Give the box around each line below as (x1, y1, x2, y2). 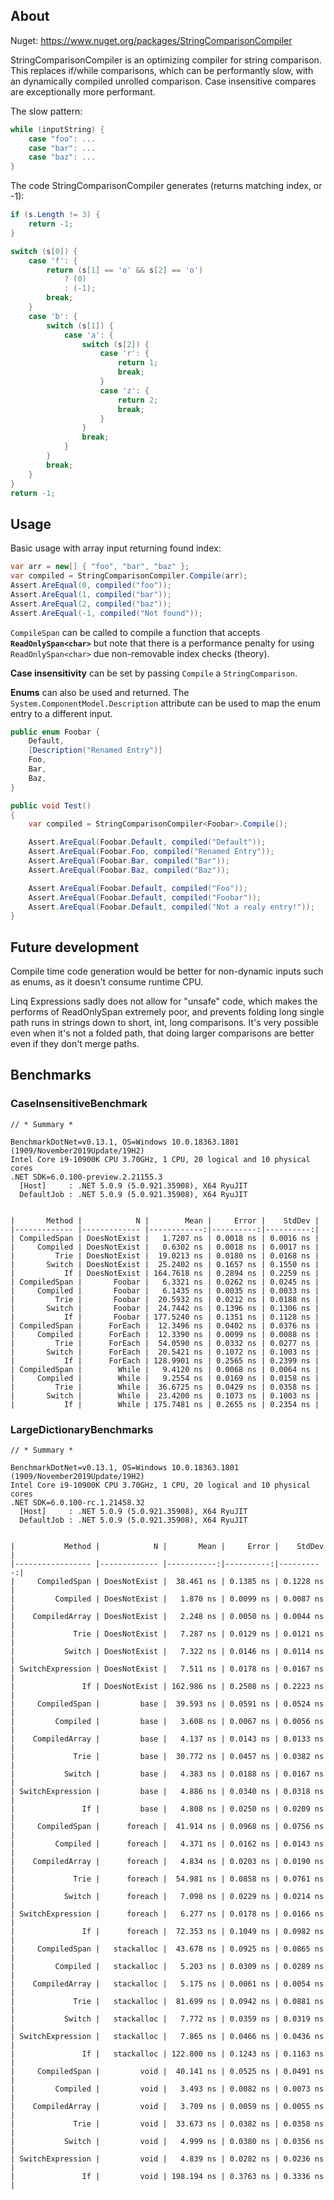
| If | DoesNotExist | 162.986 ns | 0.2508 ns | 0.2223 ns (10, 1682, 325, 1692)
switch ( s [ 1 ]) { (46, 320, 114, 331)
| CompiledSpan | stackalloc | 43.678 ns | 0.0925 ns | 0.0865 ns (10, 1944, 325, 1954)
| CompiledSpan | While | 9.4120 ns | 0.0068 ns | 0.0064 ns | (10, 1364, 320, 1374)
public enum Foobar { (10, 727, 101, 737)
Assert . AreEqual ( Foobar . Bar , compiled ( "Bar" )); (28, 856, 230, 866)
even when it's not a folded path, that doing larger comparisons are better (10, 1027, 315, 1039)
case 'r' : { (99, 349, 150, 359)
